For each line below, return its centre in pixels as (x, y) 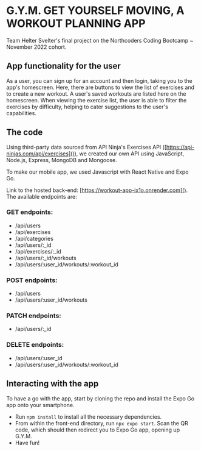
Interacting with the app (53, 384)
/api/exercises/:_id (38, 251)
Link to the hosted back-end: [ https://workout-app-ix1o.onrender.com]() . (97, 190)
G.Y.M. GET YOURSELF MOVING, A (95, 11)
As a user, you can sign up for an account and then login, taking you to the (99, 80)
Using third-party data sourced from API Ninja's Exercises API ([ (87, 147)
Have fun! (27, 442)
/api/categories (34, 238)
